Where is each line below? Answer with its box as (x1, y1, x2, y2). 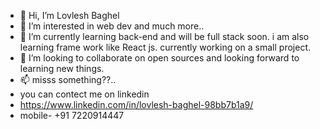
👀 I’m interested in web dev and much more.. (19, 20, 205, 32)
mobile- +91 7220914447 (19, 110, 125, 121)
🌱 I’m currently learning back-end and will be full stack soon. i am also (19, 31, 310, 42)
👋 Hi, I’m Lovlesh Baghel (19, 10, 120, 21)
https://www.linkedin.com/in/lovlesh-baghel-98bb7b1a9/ (19, 99, 254, 110)
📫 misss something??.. (19, 74, 117, 85)
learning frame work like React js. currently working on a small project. (19, 41, 312, 53)
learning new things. (19, 63, 105, 74)
